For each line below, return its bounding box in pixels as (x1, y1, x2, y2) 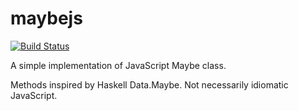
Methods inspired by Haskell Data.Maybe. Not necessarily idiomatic (10, 78, 289, 91)
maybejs (10, 7, 83, 30)
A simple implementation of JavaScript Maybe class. (10, 59, 227, 71)
